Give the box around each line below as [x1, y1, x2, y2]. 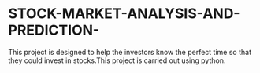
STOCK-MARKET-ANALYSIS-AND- [8, 5, 240, 23]
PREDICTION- [8, 21, 100, 39]
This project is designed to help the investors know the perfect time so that [8, 47, 252, 57]
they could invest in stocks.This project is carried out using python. [8, 56, 226, 65]
